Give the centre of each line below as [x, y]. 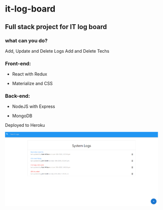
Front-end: [18, 63]
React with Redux [30, 74]
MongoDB [22, 116]
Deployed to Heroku [25, 125]
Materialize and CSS [32, 84]
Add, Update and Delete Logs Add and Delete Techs [57, 51]
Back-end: [17, 96]
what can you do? [26, 41]
